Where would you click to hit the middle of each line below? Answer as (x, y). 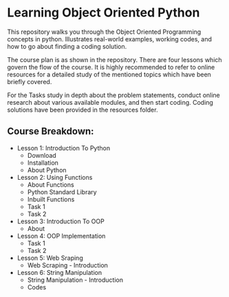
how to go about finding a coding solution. (67, 46)
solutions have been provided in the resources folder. (83, 110)
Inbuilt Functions (51, 199)
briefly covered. (30, 81)
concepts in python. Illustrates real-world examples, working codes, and (109, 39)
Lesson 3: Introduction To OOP (61, 221)
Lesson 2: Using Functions (55, 177)
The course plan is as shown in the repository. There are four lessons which (115, 59)
